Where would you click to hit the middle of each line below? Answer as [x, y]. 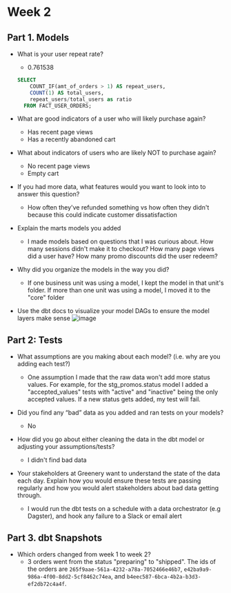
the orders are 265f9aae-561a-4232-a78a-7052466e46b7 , [105, 569]
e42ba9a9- [198, 570]
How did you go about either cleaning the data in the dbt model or [111, 439]
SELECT [27, 80]
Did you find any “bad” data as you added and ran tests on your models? [120, 413]
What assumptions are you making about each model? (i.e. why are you [119, 356]
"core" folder [46, 298]
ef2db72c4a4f [46, 584]
